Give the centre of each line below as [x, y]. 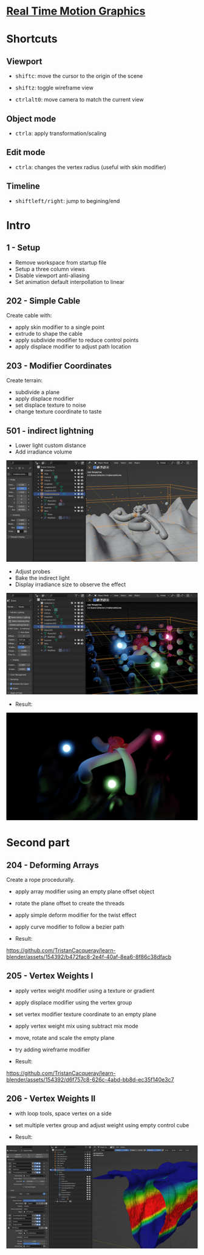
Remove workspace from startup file [61, 262]
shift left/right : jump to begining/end [67, 201]
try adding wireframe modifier [53, 1049]
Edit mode [26, 152]
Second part [38, 843]
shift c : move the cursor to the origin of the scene [79, 76]
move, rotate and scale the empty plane [65, 1037]
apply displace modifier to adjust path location [73, 347]
